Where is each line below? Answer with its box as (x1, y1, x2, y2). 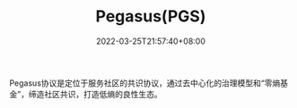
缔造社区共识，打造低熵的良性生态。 (28, 88, 163, 99)
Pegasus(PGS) (95, 6, 206, 27)
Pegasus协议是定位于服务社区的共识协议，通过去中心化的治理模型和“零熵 (9, 78, 281, 88)
